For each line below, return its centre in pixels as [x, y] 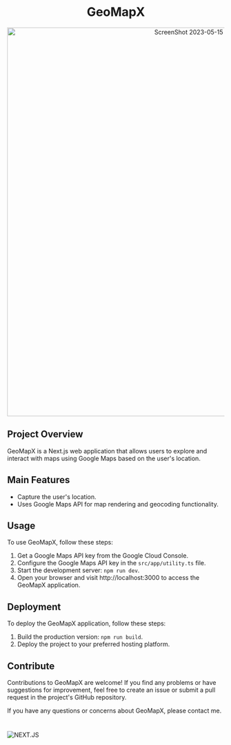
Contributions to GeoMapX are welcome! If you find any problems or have [112, 682]
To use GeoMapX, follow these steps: [60, 543]
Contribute [31, 666]
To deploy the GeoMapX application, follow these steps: [87, 623]
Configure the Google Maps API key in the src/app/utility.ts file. [111, 563]
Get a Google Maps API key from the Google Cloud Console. [102, 556]
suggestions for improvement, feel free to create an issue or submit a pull [111, 690]
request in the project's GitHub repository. [67, 697]
